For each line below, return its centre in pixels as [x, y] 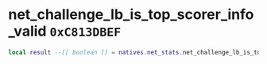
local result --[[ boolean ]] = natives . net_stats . [95, 52]
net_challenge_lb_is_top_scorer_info [131, 15]
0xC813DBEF [85, 33]
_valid [27, 31]
